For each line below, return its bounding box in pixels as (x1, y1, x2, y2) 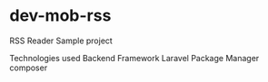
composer (9, 62, 48, 73)
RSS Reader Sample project (9, 35, 114, 46)
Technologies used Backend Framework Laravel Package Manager (9, 52, 260, 63)
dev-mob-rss (9, 5, 112, 26)
